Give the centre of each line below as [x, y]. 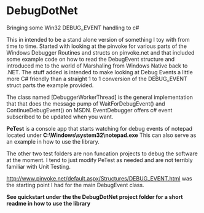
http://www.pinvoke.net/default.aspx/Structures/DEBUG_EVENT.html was [99, 178]
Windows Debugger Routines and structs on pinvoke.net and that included [100, 52]
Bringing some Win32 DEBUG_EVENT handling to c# [73, 28]
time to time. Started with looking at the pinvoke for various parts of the [97, 46]
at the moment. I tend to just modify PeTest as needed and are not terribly [100, 160]
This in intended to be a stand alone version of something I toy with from [98, 39]
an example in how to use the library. [53, 141]
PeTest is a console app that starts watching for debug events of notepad [99, 128]
